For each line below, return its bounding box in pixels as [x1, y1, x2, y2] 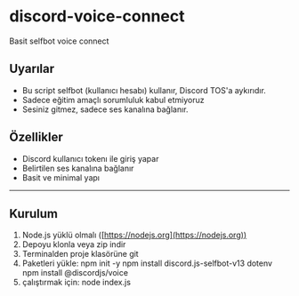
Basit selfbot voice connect [9, 36, 109, 46]
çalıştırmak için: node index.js [21, 277, 132, 288]
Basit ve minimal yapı [21, 172, 101, 183]
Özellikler [9, 130, 64, 145]
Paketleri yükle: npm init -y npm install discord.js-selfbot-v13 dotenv [21, 258, 273, 268]
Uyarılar [9, 61, 55, 76]
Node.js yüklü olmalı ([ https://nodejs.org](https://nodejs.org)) [21, 229, 247, 241]
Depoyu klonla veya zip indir [21, 239, 126, 250]
